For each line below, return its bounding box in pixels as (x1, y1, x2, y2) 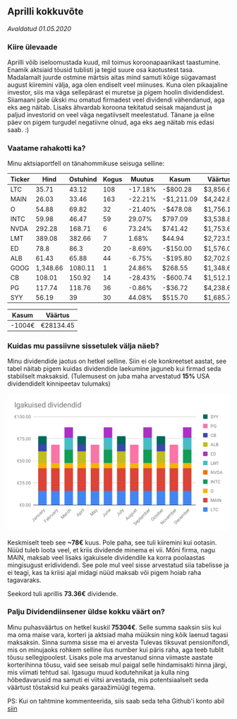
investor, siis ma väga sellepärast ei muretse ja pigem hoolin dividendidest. (7, 88, 224, 97)
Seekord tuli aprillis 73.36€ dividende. (7, 589, 119, 598)
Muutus (130, 174, 154, 183)
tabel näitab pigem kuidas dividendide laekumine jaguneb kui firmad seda (7, 364, 221, 373)
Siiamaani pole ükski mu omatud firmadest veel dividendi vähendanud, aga (7, 95, 225, 105)
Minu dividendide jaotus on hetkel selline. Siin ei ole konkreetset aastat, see (7, 357, 227, 365)
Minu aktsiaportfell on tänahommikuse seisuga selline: (7, 159, 164, 168)
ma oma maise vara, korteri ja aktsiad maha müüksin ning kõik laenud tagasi (7, 630, 229, 638)
